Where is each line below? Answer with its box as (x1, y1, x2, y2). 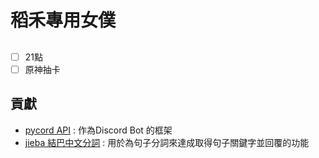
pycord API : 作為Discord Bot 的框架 (24, 124, 173, 136)
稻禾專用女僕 (10, 9, 117, 32)
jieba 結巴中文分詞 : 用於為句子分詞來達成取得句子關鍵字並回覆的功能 (24, 136, 310, 148)
